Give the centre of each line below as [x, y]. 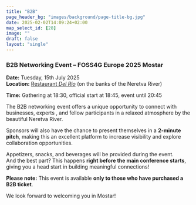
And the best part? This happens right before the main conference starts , [96, 161]
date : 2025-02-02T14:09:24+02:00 [47, 22]
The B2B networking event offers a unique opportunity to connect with [92, 107]
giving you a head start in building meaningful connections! [78, 167]
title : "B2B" [22, 11]
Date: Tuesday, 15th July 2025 [43, 78]
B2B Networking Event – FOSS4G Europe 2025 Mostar [85, 65]
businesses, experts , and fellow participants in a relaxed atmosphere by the [98, 113]
